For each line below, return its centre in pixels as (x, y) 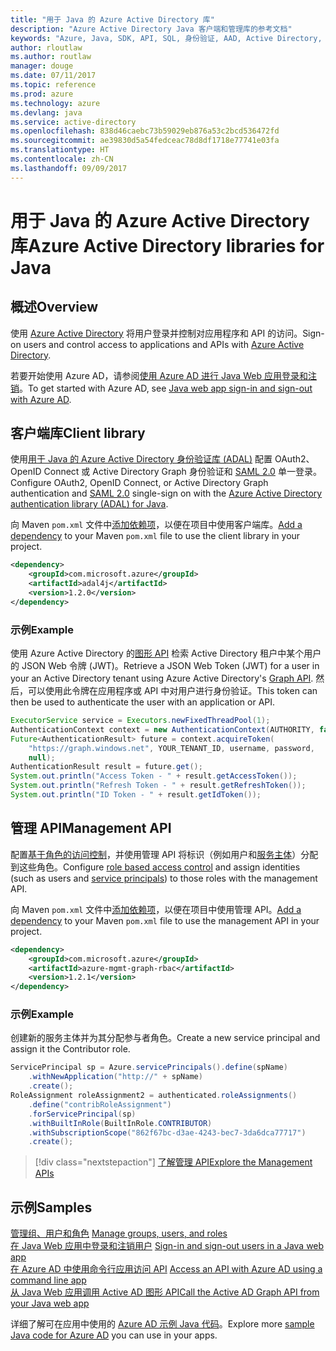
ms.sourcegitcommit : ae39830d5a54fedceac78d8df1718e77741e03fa (145, 141)
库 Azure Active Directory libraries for (167, 245)
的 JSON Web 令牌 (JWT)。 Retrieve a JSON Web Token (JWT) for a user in (165, 666)
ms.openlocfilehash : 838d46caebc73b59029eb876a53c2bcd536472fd (145, 131)
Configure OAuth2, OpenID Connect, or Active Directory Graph (139, 483)
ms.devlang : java (46, 112)
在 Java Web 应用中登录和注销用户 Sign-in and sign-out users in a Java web (167, 1246)
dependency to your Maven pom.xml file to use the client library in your (155, 536)
